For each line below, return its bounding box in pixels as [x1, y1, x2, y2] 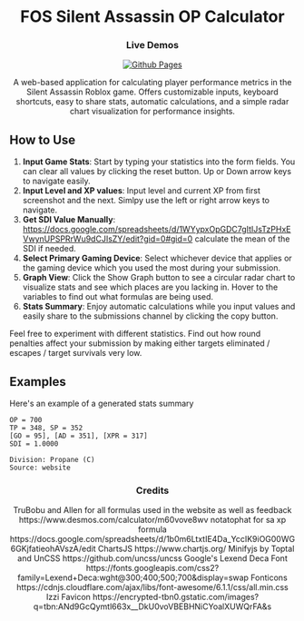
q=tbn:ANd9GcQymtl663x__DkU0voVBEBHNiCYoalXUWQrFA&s [33, 601, 272, 612]
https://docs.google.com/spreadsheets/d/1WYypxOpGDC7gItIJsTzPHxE [22, 224, 291, 235]
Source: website [9, 463, 71, 473]
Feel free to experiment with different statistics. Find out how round [9, 329, 261, 340]
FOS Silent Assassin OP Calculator [20, 6, 285, 27]
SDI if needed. [22, 243, 77, 254]
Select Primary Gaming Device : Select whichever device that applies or [22, 252, 292, 264]
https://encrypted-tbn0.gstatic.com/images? [92, 592, 260, 603]
